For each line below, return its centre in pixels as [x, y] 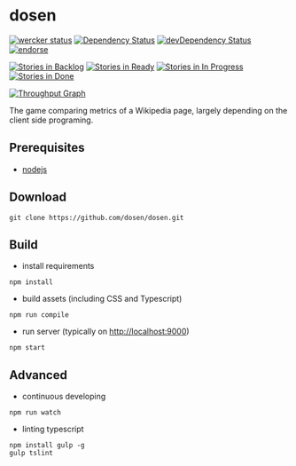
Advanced [39, 375]
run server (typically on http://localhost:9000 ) [105, 332]
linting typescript [53, 429]
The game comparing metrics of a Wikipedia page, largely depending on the [148, 110]
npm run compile [39, 315]
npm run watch [35, 413]
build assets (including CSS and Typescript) [102, 299]
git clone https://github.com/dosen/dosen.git [97, 217]
